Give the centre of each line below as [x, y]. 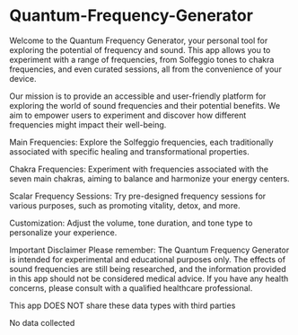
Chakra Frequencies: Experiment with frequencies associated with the [139, 169]
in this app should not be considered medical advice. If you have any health [149, 278]
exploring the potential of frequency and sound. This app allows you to [140, 49]
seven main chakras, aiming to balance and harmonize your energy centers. [149, 178]
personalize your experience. [63, 232]
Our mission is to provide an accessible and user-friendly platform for [138, 96]
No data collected [42, 322]
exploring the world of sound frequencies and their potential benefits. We [145, 105]
